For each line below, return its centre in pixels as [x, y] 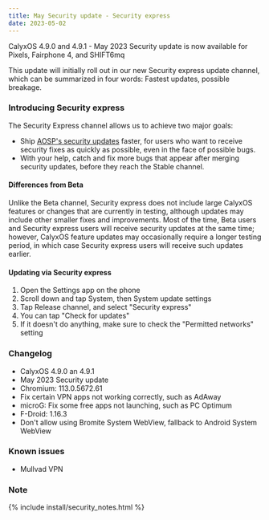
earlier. [20, 254]
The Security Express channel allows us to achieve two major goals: [121, 125]
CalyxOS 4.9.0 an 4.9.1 [57, 371]
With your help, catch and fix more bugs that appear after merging [129, 158]
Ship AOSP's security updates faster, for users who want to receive [131, 140]
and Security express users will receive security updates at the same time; [132, 228]
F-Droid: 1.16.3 [43, 413]
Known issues [37, 452]
